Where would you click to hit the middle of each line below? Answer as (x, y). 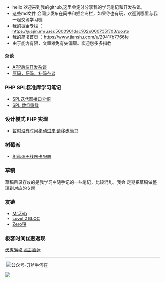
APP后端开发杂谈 (29, 67)
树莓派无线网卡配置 (32, 157)
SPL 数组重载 (26, 105)
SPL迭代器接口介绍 (31, 99)
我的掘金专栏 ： (28, 26)
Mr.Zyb (19, 213)
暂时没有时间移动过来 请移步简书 (45, 131)
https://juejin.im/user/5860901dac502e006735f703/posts (70, 31)
